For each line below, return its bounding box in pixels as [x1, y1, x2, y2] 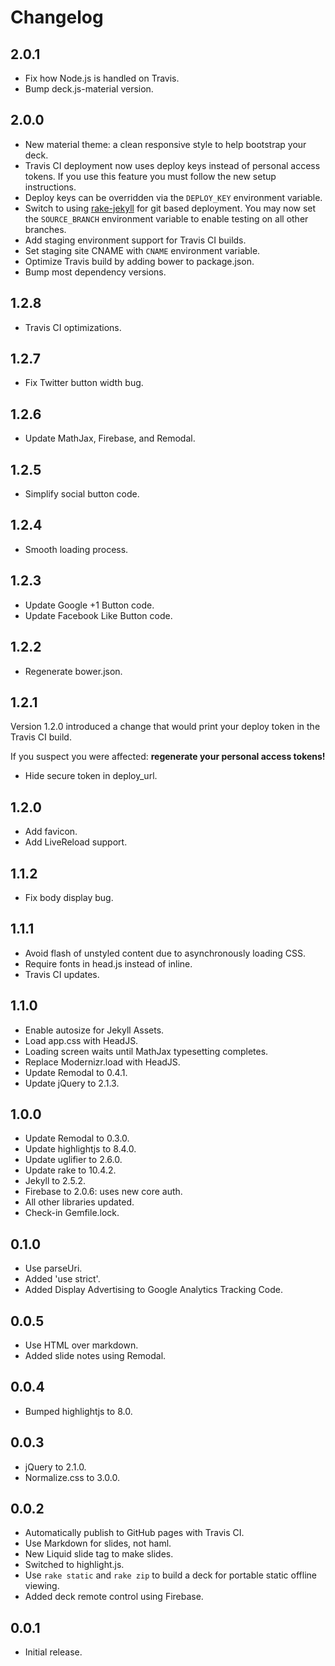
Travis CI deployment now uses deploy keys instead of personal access [24, 159, 321, 171]
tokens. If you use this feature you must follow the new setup [24, 170, 277, 182]
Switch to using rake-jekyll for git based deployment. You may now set [24, 202, 317, 214]
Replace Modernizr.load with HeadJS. [24, 1056, 181, 1068]
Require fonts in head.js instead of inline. [24, 957, 193, 970]
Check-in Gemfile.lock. [24, 1207, 120, 1219]
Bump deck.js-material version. [24, 83, 154, 95]
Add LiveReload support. [24, 836, 128, 848]
